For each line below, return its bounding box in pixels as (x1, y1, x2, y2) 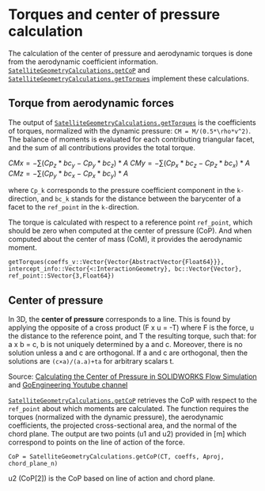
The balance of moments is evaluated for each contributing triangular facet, (8, 134, 255, 144)
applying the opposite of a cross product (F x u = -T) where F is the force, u (8, 323, 255, 333)
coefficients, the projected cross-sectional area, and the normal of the (8, 421, 237, 430)
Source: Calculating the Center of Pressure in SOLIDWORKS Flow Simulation (8, 372, 257, 381)
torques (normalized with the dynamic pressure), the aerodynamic (8, 413, 224, 422)
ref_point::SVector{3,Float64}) (8, 272, 115, 280)
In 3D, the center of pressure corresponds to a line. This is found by (8, 315, 231, 324)
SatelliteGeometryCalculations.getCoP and (8, 65, 150, 74)
